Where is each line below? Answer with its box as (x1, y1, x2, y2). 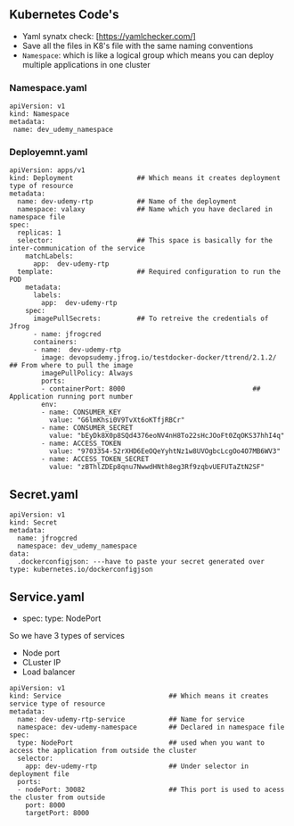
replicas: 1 (17, 228, 62, 237)
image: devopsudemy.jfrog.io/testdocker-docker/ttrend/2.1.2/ (41, 353, 277, 362)
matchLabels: (25, 252, 74, 261)
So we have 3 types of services (9, 631, 125, 641)
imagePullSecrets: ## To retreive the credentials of (32, 314, 269, 324)
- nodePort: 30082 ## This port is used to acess (17, 785, 285, 795)
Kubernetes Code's (9, 7, 119, 22)
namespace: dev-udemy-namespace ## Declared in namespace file (17, 723, 285, 732)
